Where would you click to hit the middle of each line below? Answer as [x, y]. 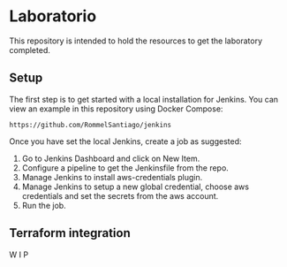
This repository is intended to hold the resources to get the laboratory [136, 41]
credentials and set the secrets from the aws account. [120, 195]
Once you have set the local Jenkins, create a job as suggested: [125, 141]
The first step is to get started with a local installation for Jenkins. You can [144, 99]
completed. [30, 50]
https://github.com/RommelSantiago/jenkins [91, 125]
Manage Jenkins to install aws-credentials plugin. [112, 177]
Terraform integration [70, 233]
